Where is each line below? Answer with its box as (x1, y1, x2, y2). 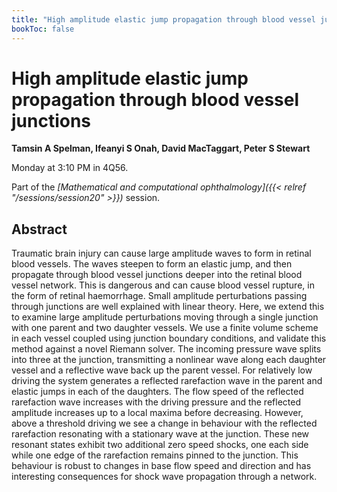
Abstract (11, 221, 68, 238)
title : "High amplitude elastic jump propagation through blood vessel (11, 14, 316, 25)
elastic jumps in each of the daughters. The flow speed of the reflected (11, 386, 304, 398)
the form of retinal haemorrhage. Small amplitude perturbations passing (11, 290, 308, 302)
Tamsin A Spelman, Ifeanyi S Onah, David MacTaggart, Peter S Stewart (11, 142, 311, 155)
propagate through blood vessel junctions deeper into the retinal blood (11, 269, 303, 281)
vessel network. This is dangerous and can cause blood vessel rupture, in (11, 279, 315, 291)
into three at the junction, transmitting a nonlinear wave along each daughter (11, 354, 327, 366)
